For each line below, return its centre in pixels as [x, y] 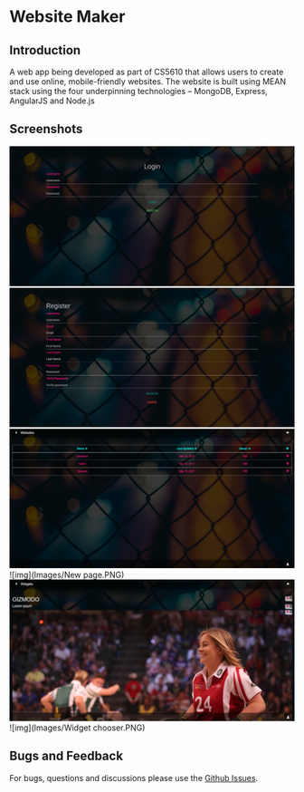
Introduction [45, 50]
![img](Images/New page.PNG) [67, 575]
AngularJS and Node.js [52, 101]
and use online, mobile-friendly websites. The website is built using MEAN [148, 82]
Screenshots [46, 129]
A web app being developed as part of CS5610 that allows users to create [147, 72]
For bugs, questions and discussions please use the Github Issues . [134, 778]
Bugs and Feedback [66, 756]
